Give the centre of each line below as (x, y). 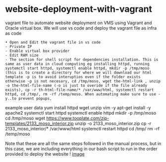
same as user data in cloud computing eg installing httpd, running (77, 64)
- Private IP (19, 46)
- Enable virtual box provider (37, 51)
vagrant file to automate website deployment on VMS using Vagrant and (79, 23)
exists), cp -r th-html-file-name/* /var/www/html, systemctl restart (80, 90)
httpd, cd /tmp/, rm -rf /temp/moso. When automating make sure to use (81, 94)
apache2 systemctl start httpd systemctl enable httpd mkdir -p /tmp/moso (81, 113)
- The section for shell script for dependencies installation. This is (82, 60)
